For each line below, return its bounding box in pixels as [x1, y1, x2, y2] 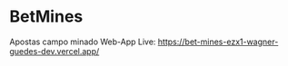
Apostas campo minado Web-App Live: [9, 36, 156, 47]
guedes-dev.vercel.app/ [9, 45, 100, 56]
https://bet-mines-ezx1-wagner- [157, 36, 279, 47]
